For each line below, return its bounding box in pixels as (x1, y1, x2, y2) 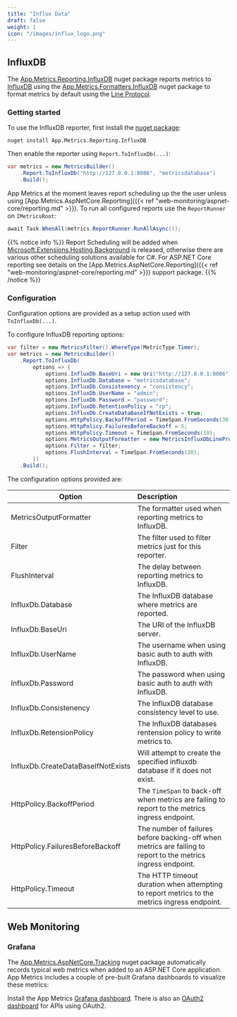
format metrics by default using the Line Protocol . (7, 90, 152, 99)
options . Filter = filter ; (44, 443, 121, 450)
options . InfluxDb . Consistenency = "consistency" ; (44, 383, 194, 390)
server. (137, 629, 161, 639)
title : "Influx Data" (7, 10, 71, 18)
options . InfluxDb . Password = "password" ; (44, 397, 169, 404)
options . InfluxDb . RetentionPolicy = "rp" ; (44, 403, 172, 410)
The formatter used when (137, 503, 222, 513)
